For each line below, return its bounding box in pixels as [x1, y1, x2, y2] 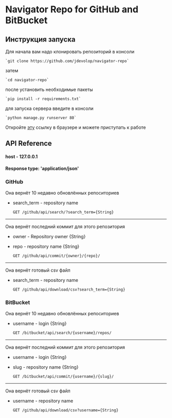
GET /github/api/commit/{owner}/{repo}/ [12, 253, 100, 258]
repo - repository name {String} [12, 243, 80, 250]
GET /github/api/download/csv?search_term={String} [12, 287, 125, 292]
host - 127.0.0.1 [5, 153, 38, 160]
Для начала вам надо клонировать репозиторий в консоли [5, 49, 135, 54]
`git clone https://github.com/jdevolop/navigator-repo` [5, 59, 130, 64]
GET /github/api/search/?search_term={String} [12, 210, 114, 215]
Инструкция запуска [5, 35, 76, 44]
